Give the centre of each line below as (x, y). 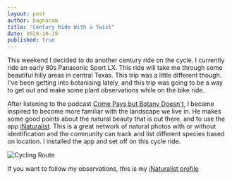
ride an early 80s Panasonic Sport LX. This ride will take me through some (115, 68)
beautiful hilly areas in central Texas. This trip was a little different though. (115, 76)
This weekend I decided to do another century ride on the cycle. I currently (116, 60)
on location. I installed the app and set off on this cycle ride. (94, 141)
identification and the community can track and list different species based (116, 134)
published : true (31, 40)
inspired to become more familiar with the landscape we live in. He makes (114, 112)
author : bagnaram (33, 20)
